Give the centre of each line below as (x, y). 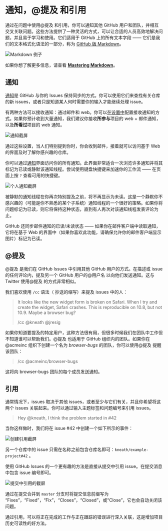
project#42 (16, 456)
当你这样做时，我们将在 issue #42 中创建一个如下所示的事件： (69, 428)
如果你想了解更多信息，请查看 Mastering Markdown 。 (61, 65)
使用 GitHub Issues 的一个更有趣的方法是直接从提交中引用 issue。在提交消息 (84, 466)
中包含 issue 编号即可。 (29, 472)
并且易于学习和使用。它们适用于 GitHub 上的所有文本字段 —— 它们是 (85, 37)
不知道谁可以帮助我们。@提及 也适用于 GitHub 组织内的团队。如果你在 (78, 338)
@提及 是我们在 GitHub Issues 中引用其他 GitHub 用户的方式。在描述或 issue (84, 268)
